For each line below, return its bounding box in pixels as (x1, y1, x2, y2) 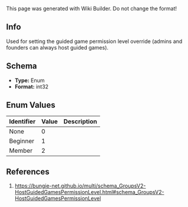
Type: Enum (14, 77, 45, 84)
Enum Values (6, 100, 56, 110)
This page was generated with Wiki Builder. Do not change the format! (6, 5, 177, 12)
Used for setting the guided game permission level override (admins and (6, 38, 183, 45)
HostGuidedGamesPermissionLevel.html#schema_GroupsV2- (14, 189, 164, 196)
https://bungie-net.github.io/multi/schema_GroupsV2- (14, 182, 146, 189)
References (6, 166, 50, 176)
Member (9, 147, 33, 155)
